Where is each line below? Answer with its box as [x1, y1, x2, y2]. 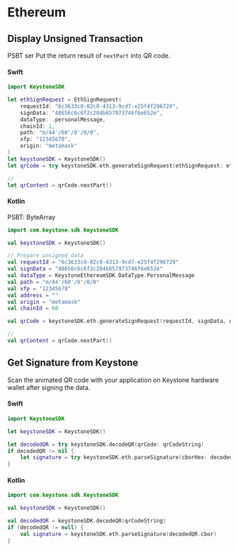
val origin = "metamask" [7, 298, 81, 305]
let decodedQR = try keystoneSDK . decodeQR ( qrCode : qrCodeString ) [7, 441, 204, 448]
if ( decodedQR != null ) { [7, 524, 84, 531]
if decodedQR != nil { [7, 447, 74, 454]
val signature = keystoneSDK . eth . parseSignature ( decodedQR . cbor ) [20, 530, 217, 538]
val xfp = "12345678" [7, 285, 72, 292]
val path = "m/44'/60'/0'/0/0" [7, 278, 100, 285]
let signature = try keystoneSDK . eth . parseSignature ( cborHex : [20, 454, 208, 462]
